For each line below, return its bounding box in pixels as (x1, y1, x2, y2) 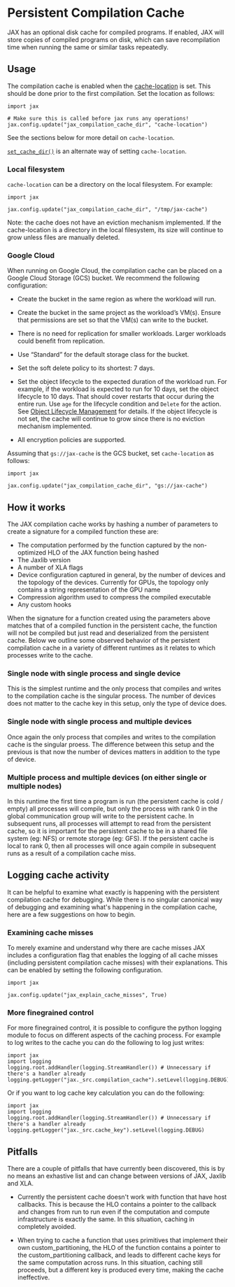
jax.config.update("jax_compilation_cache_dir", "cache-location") (7, 121, 208, 128)
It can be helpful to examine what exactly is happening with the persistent (7, 888, 220, 896)
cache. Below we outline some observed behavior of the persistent (7, 637, 201, 645)
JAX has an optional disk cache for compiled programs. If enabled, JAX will (7, 28, 225, 36)
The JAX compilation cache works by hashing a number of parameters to (7, 520, 218, 529)
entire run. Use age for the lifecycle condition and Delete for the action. (17, 400, 222, 408)
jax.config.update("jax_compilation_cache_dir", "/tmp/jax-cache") (7, 206, 208, 213)
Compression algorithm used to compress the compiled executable (17, 593, 211, 602)
